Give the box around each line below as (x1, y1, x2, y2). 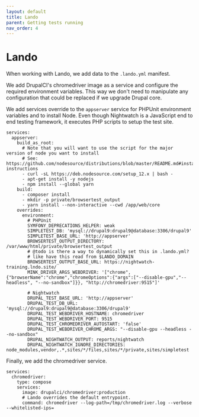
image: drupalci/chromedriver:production (21, 390, 126, 396)
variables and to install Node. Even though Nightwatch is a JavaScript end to (6, 112, 193, 119)
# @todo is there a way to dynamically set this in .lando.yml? (27, 249, 190, 255)
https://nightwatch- (104, 259, 155, 265)
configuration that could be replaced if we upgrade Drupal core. (6, 94, 162, 101)
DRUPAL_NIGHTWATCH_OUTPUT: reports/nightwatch (27, 337, 145, 343)
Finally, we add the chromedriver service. (6, 357, 108, 364)
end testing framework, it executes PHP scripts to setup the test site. (6, 118, 174, 125)
